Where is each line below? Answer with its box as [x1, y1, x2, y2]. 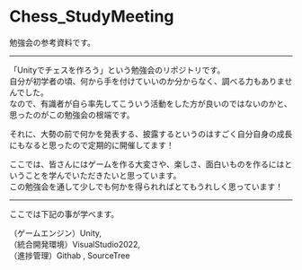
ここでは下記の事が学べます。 [9, 208, 120, 219]
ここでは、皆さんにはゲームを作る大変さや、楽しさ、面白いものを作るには [9, 159, 285, 170]
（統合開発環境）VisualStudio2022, [9, 239, 141, 249]
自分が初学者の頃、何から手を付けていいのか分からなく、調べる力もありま [9, 75, 285, 86]
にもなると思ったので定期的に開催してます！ [9, 139, 174, 150]
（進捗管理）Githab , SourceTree [9, 249, 130, 261]
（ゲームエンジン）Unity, [9, 227, 102, 239]
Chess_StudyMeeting [9, 6, 174, 27]
